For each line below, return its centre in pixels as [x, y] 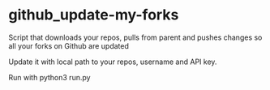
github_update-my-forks [94, 15]
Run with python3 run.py [49, 77]
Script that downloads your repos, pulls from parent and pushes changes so [135, 37]
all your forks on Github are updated [69, 45]
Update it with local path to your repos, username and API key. [113, 62]
